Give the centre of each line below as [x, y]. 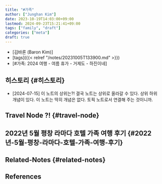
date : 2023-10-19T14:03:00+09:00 [40, 19]
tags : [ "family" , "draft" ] [33, 28]
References [23, 177]
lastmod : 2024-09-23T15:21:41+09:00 [43, 23]
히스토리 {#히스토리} [35, 80]
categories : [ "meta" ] [27, 33]
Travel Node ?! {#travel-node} [52, 115]
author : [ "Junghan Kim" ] [31, 14]
